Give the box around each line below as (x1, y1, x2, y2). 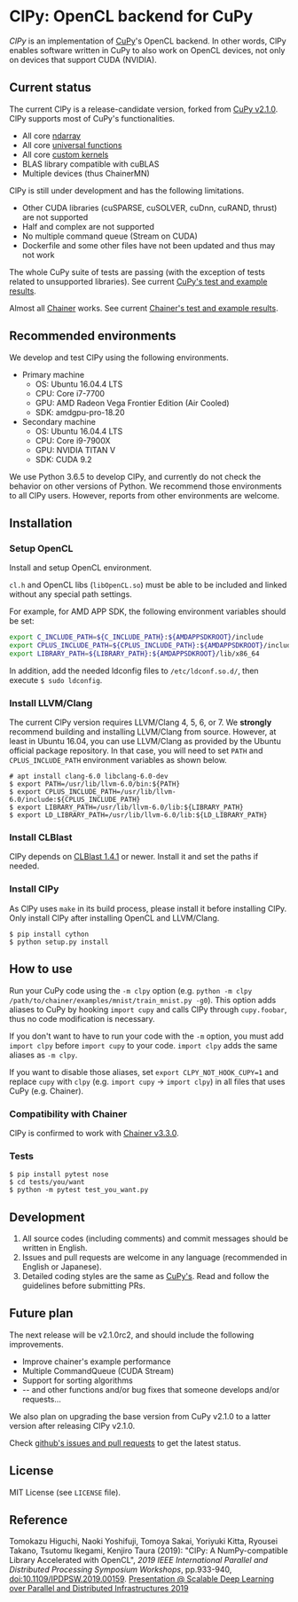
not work (21, 249, 55, 260)
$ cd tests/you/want (9, 1178, 86, 1187)
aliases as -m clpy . (9, 1049, 78, 1060)
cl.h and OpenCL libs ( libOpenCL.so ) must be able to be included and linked (9, 579, 287, 591)
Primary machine (21, 369, 85, 380)
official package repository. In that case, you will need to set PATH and (9, 745, 263, 756)
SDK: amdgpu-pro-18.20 (35, 406, 125, 418)
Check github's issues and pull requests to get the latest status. (9, 1437, 241, 1448)
